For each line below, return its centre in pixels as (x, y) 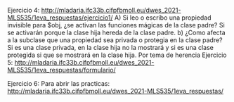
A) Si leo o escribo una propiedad (163, 18)
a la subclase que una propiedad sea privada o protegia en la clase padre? (115, 40)
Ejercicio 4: (24, 10)
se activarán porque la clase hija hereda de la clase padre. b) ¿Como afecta (117, 32)
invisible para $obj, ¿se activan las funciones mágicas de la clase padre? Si (116, 25)
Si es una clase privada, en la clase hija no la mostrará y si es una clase (111, 47)
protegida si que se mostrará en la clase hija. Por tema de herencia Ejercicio (117, 55)
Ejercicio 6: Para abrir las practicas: (59, 83)
